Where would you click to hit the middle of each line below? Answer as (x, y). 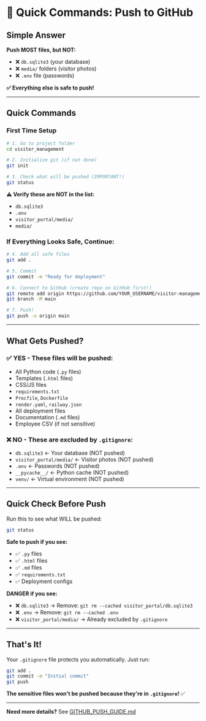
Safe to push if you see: (37, 541)
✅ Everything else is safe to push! (50, 88)
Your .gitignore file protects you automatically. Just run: (78, 659)
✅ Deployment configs (44, 581)
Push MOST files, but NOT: (41, 50)
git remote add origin (35, 294)
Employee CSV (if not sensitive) (55, 424)
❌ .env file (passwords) (45, 75)
